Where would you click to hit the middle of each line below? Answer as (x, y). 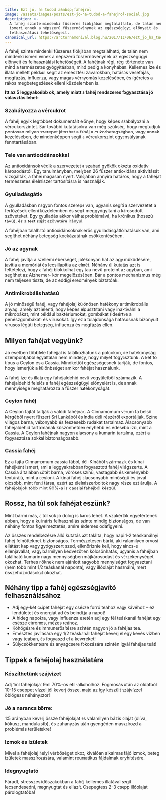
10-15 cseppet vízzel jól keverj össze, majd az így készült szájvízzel (74, 690)
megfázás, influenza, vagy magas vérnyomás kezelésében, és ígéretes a (79, 78)
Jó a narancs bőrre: (29, 708)
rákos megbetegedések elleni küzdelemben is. (52, 83)
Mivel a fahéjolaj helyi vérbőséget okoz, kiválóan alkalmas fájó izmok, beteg (82, 753)
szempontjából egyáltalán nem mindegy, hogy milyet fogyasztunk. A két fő (81, 358)
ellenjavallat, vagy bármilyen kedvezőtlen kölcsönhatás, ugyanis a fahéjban (82, 551)
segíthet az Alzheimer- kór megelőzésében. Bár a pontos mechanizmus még (83, 275)
